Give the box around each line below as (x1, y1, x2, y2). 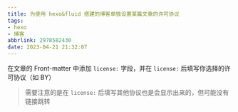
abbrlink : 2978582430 (7, 37, 72, 44)
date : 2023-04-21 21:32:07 (7, 44, 88, 51)
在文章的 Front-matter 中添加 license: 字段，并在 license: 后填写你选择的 (7, 64, 225, 72)
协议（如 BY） (13, 73, 56, 81)
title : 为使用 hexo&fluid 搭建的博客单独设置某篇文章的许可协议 (7, 10, 180, 18)
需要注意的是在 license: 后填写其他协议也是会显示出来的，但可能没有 (24, 88, 229, 96)
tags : (7, 17, 24, 24)
